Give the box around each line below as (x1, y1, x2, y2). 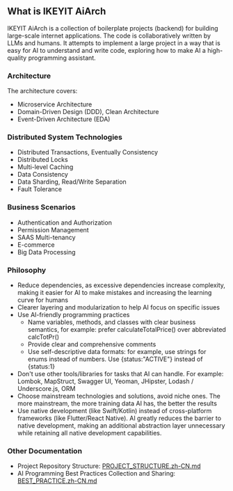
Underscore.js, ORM (17, 385, 76, 392)
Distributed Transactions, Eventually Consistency (17, 148, 159, 156)
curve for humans (17, 296, 68, 304)
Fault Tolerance (17, 185, 63, 193)
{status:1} (27, 362, 56, 371)
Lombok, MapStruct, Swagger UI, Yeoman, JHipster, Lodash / (17, 377, 194, 385)
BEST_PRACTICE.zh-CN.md (17, 476, 97, 485)
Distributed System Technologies (7, 132, 123, 142)
